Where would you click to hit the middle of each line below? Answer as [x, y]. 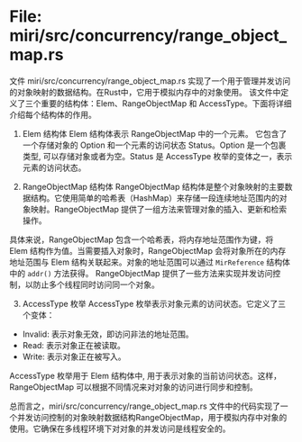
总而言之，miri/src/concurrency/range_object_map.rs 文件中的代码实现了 [145, 406]
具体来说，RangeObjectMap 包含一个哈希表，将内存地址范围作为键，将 [142, 239]
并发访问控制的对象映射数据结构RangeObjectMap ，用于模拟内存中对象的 [152, 417]
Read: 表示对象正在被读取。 [74, 345]
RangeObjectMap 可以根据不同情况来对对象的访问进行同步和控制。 [134, 387]
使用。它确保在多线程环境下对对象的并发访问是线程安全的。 [120, 428]
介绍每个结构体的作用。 [53, 114]
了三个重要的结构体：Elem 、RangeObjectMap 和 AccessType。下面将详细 [154, 103]
